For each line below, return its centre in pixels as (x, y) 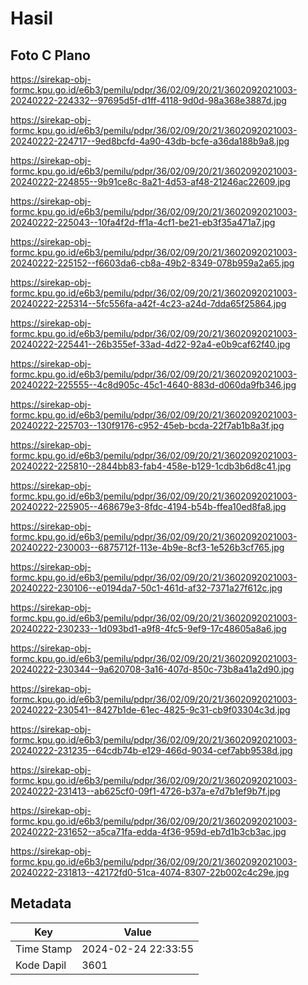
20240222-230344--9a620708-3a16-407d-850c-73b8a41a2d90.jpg (152, 669)
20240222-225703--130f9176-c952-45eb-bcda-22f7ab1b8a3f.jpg (147, 425)
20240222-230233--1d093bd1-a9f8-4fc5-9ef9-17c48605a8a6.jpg (148, 628)
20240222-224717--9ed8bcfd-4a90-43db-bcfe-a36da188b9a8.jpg (150, 141)
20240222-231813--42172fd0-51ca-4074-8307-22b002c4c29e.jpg (150, 872)
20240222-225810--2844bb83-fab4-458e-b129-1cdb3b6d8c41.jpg (151, 466)
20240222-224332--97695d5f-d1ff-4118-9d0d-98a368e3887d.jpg (148, 100)
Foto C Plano (50, 55)
